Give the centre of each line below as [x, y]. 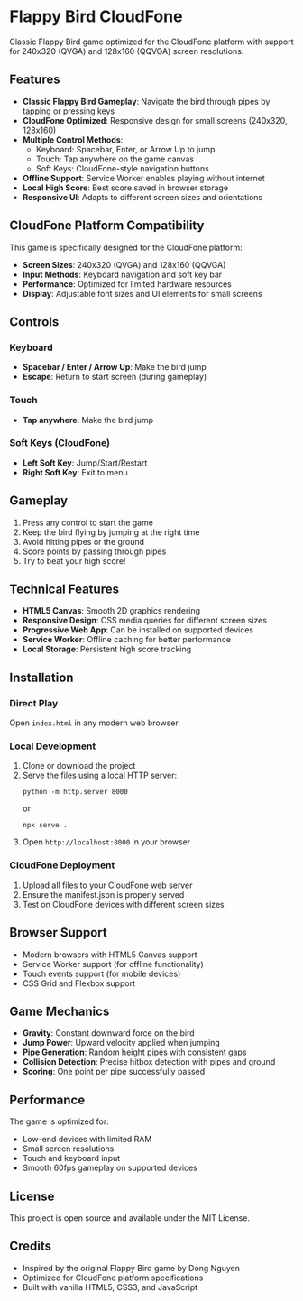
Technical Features [64, 590]
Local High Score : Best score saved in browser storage [125, 188]
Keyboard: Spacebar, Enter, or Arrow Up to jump [125, 149]
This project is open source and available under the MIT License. [130, 1218]
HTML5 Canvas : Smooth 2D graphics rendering [111, 611]
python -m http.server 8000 [75, 792]
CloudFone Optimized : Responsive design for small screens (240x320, [155, 120]
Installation [41, 677]
